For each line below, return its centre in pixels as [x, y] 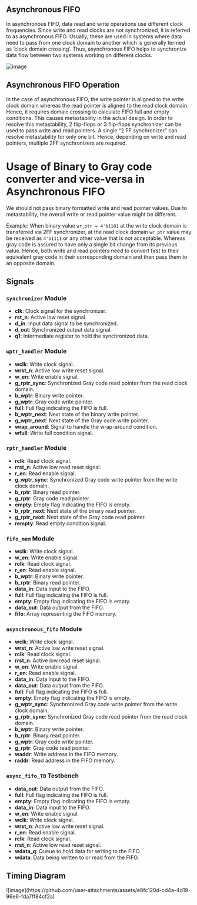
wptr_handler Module [36, 351]
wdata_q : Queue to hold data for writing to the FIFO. [78, 851]
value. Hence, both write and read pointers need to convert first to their [93, 251]
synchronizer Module [36, 298]
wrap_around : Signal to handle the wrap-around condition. [86, 426]
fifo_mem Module [30, 539]
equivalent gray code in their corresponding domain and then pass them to [97, 257]
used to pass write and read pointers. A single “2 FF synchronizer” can [92, 130]
